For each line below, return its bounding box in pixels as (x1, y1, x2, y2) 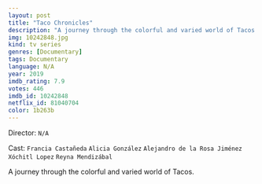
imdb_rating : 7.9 (8, 77, 65, 85)
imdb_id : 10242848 (8, 92, 68, 100)
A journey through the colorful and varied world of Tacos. (8, 167, 194, 176)
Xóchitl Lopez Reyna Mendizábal (8, 153, 113, 161)
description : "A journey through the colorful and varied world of (8, 26, 234, 34)
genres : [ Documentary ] (8, 48, 83, 56)
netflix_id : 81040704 (8, 99, 79, 107)
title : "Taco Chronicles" (8, 19, 93, 27)
